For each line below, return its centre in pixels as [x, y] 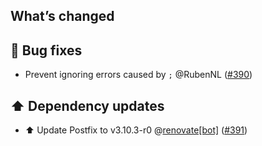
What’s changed [62, 16]
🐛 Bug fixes [46, 50]
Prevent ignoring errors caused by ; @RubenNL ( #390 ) [138, 75]
